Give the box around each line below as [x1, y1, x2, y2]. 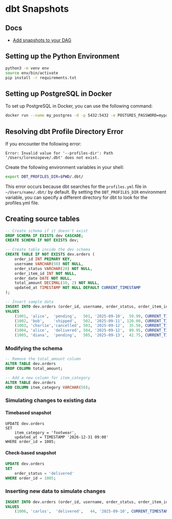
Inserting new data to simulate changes [5, 488, 106, 495]
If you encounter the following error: [5, 141, 82, 147]
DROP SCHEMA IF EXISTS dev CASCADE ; [5, 233, 83, 238]
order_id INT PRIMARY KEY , [14, 257, 72, 262]
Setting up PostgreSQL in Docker [5, 89, 112, 98]
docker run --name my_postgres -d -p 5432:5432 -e [5, 113, 116, 118]
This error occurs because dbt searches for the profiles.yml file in [5, 183, 147, 189]
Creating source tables [5, 215, 80, 223]
